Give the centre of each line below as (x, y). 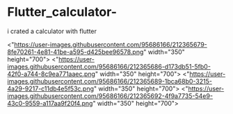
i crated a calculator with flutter (52, 31)
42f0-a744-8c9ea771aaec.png (51, 74)
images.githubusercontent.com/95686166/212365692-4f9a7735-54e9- (110, 96)
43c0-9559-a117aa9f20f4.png (50, 103)
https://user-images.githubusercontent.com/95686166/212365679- (110, 44)
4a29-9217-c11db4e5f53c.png (51, 88)
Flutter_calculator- (62, 12)
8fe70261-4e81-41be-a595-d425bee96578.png (75, 52)
